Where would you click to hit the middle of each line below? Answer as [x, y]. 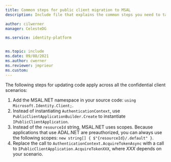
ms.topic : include [25, 51]
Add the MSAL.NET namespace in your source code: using [74, 100]
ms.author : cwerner [26, 61]
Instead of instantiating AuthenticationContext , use [66, 111]
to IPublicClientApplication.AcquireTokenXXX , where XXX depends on [87, 148]
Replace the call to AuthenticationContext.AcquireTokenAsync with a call [88, 143]
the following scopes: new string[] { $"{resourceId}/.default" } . [83, 138]
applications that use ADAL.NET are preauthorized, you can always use [87, 132]
